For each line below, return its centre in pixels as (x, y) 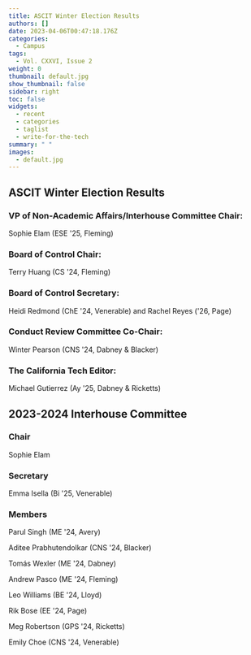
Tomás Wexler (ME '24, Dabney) (62, 564)
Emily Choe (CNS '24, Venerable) (64, 642)
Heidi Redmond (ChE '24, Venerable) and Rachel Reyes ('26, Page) (120, 310)
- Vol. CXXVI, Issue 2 (54, 62)
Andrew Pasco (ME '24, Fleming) (63, 579)
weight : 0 (25, 69)
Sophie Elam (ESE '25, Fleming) (61, 233)
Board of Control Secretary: (64, 293)
